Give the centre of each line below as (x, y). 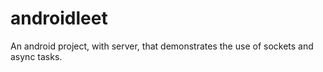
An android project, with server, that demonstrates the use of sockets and (162, 46)
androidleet (59, 18)
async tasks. (36, 56)
